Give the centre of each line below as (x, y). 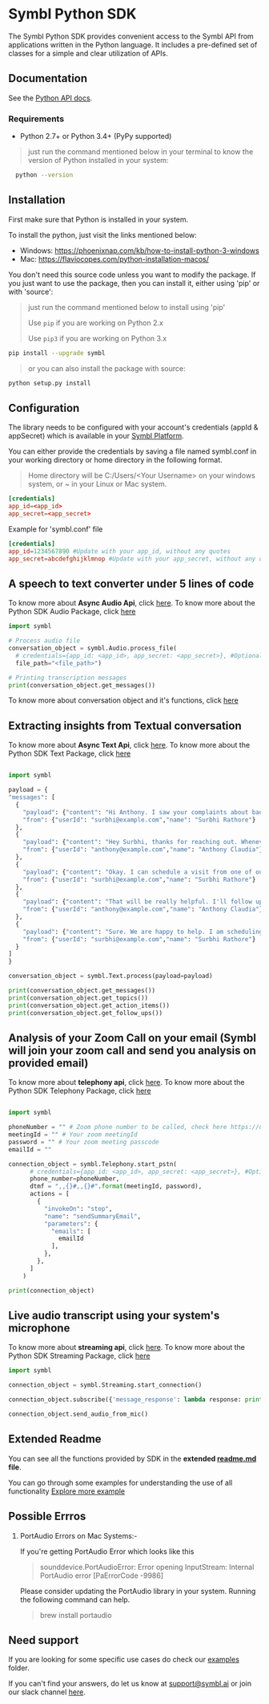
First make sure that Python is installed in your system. (98, 219)
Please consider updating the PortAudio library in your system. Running (138, 1591)
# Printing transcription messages (68, 678)
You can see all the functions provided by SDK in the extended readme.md (132, 1458)
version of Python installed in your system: (98, 161)
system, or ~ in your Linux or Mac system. (97, 484)
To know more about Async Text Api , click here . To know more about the (129, 745)
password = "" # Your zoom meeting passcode (84, 1142)
